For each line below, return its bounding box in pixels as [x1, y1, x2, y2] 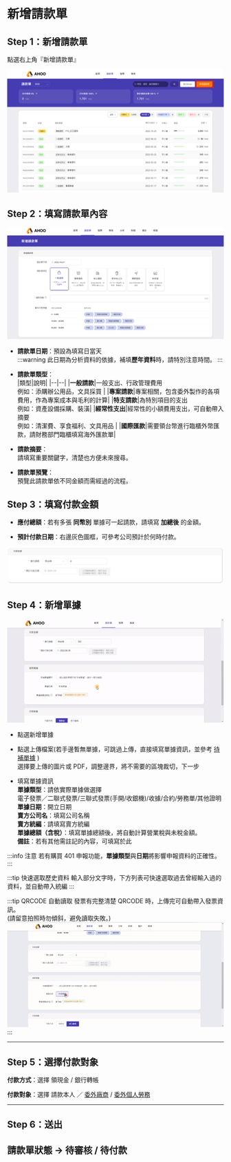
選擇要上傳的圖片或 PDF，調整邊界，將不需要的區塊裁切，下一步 [16, 762, 200, 771]
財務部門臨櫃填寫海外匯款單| [35, 430, 116, 438]
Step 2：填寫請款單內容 [7, 208, 108, 219]
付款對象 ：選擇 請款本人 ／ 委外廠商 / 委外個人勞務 [7, 1090, 151, 1099]
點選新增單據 [16, 730, 54, 738]
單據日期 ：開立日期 [16, 802, 72, 810]
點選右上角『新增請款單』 [7, 56, 80, 63]
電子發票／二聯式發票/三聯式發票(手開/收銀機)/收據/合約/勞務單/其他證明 [16, 794, 222, 802]
